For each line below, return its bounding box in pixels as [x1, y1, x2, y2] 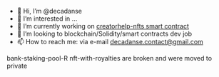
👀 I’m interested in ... [16, 14, 78, 23]
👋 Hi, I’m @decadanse [16, 7, 83, 15]
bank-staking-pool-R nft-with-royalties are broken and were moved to [6, 54, 212, 62]
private [6, 61, 28, 70]
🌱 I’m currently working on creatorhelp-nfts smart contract [16, 22, 190, 30]
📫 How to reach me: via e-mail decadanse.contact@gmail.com [16, 38, 204, 46]
